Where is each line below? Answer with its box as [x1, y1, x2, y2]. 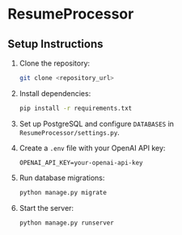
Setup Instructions [7, 37, 104, 51]
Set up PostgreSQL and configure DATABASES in [19, 119, 175, 128]
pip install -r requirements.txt [19, 104, 133, 112]
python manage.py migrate [19, 188, 107, 196]
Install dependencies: [19, 88, 91, 98]
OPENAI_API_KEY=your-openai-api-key [19, 158, 143, 166]
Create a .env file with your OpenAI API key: [19, 143, 166, 153]
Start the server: [19, 203, 74, 212]
